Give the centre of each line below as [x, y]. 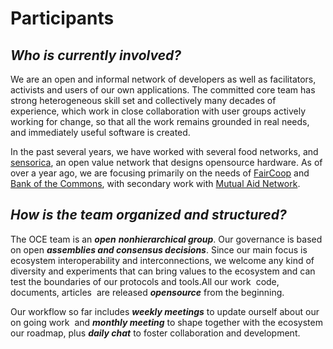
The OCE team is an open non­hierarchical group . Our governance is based [166, 239]
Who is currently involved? [96, 55]
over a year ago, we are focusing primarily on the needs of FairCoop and [160, 173]
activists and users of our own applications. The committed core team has [163, 90]
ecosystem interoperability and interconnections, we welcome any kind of [162, 260]
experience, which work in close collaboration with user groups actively [158, 111]
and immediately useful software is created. [100, 132]
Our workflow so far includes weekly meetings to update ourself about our [165, 311]
